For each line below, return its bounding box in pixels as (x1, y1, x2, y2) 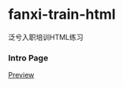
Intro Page (8, 53, 49, 63)
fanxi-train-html (8, 5, 116, 24)
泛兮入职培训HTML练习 (8, 32, 84, 42)
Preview (8, 71, 35, 80)
